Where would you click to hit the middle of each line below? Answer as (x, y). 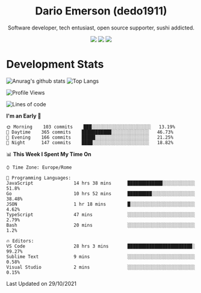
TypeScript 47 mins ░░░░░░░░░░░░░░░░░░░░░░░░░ (101, 214)
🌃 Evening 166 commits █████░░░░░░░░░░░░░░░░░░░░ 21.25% (90, 137)
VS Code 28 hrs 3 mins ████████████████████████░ (101, 246)
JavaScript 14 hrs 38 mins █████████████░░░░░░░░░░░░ (101, 183)
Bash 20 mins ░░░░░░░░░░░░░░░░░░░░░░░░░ (101, 225)
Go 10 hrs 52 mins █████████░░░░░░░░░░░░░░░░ (101, 193)
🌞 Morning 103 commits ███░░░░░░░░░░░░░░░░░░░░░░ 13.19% (91, 127)
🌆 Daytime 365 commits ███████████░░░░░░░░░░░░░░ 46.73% (90, 132)
